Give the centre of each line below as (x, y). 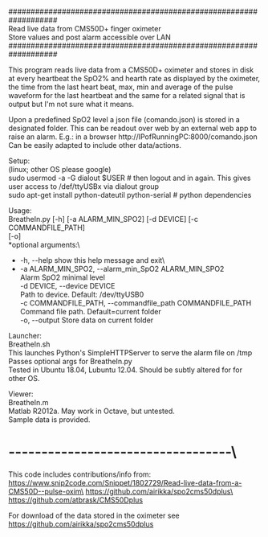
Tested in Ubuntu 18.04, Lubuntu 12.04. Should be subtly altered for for (126, 370)
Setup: (19, 161)
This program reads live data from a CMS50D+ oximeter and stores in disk (131, 70)
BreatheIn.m (28, 402)
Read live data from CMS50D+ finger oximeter (85, 29)
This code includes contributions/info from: (80, 474)
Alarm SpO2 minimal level (63, 277)
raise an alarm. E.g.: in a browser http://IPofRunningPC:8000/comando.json (133, 137)
